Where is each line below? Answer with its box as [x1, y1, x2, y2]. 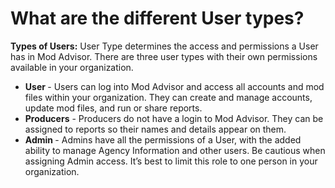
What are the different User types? [10, 7, 305, 30]
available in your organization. [10, 61, 134, 73]
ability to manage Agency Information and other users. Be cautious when [24, 144, 326, 156]
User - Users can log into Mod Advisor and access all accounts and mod [24, 80, 325, 92]
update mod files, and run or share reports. [24, 102, 203, 114]
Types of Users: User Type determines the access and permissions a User [10, 40, 319, 52]
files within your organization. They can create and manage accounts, [24, 91, 313, 103]
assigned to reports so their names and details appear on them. [24, 123, 287, 135]
